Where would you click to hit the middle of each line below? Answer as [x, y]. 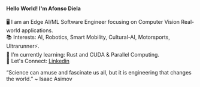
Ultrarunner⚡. [23, 46]
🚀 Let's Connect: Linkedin [38, 61]
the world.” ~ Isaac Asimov [40, 79]
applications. [37, 30]
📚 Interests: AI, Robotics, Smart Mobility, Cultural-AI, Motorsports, [88, 37]
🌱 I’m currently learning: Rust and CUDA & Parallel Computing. [83, 55]
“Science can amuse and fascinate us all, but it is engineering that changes [99, 73]
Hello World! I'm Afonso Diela [43, 8]
